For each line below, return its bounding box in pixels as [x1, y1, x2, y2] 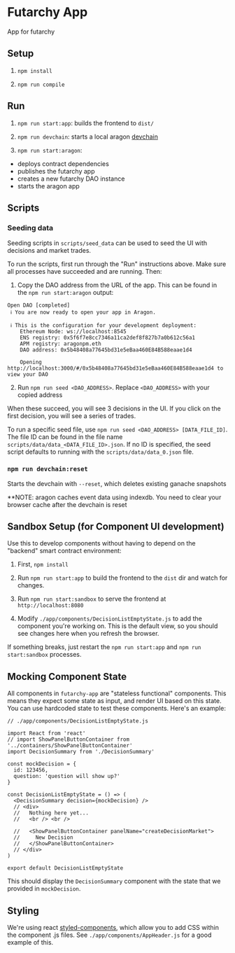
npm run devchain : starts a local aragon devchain [17, 132, 159, 141]
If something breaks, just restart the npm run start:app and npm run [7, 643, 201, 651]
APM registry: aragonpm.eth [20, 340, 101, 347]
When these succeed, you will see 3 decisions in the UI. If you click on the [7, 404, 222, 413]
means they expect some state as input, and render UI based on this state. [7, 697, 222, 705]
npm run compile [17, 81, 65, 88]
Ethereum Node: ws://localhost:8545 [20, 328, 127, 335]
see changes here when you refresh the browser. [17, 629, 159, 638]
